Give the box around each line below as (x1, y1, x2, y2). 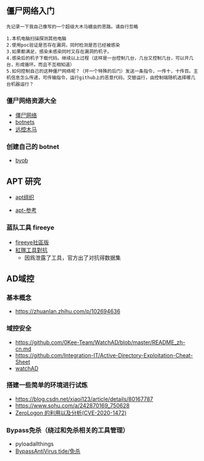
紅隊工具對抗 (15, 246, 48, 253)
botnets (15, 118, 35, 126)
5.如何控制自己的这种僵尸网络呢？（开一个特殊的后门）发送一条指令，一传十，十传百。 (6, 68, 194, 74)
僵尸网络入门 (6, 6, 55, 17)
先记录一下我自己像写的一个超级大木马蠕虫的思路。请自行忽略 (6, 23, 139, 29)
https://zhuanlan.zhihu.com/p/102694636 (15, 308, 121, 315)
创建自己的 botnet (6, 143, 59, 151)
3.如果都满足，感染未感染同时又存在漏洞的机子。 (6, 48, 112, 55)
